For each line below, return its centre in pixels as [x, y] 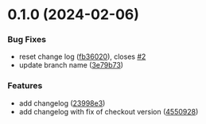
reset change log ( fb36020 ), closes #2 [82, 56]
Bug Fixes [27, 40]
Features [25, 86]
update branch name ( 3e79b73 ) [71, 65]
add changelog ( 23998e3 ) [62, 103]
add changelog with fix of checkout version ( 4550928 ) [109, 111]
